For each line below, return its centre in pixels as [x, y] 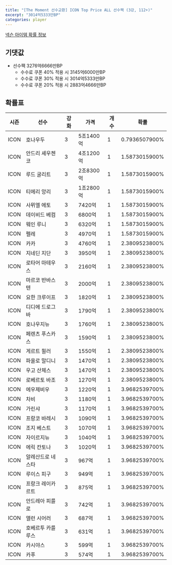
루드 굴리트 [38, 174]
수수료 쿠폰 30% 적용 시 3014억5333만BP [63, 79]
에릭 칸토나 [38, 447]
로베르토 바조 [41, 380]
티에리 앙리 [38, 192]
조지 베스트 [38, 428]
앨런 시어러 [38, 518]
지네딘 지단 [38, 253]
